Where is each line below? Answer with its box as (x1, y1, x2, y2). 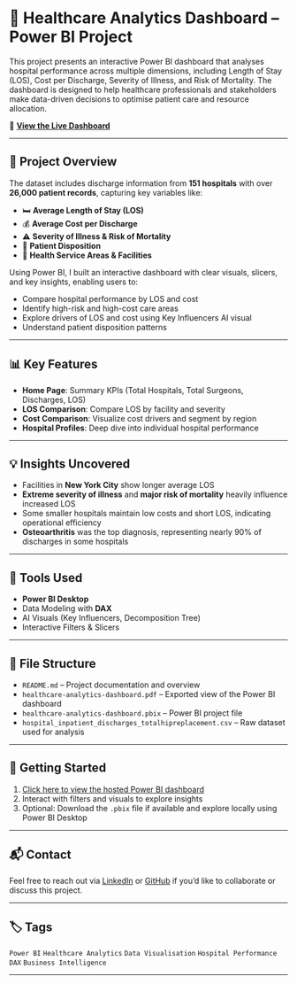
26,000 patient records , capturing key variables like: (9, 187, 203, 198)
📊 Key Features (9, 357, 98, 372)
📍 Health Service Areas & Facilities (21, 250, 152, 260)
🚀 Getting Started (9, 761, 107, 776)
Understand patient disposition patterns (21, 322, 168, 332)
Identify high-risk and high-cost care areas (21, 303, 179, 314)
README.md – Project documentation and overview (21, 679, 201, 690)
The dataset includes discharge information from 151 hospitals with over (9, 177, 273, 189)
